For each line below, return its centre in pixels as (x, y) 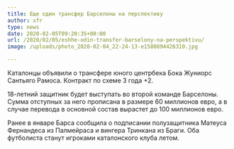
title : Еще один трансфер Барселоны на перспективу (85, 14)
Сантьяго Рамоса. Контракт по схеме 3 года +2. (80, 81)
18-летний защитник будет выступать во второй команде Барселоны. (113, 94)
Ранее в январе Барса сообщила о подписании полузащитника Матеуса (117, 123)
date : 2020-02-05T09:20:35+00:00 (57, 34)
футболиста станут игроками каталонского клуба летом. (93, 138)
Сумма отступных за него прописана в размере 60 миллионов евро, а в (117, 102)
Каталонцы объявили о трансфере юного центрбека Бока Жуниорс (110, 73)
